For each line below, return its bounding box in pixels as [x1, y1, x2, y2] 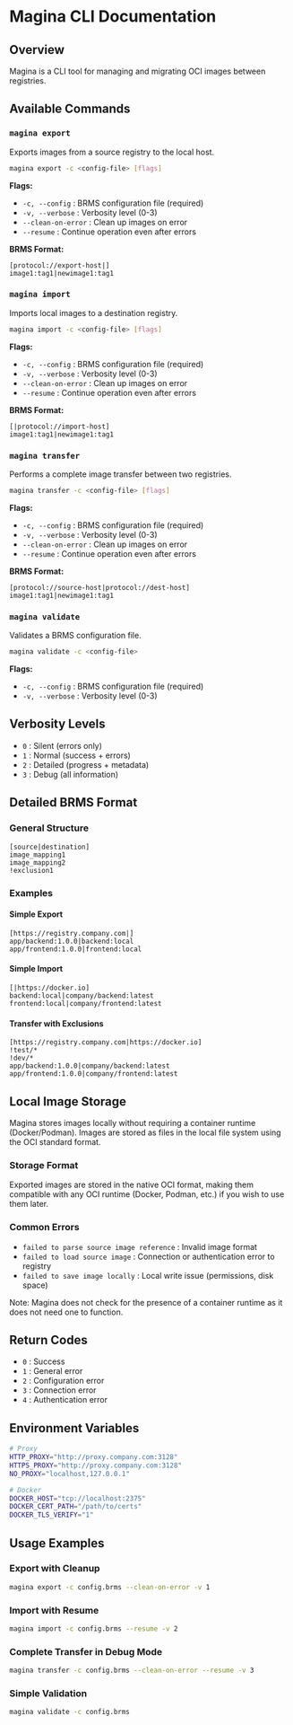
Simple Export [9, 909, 64, 920]
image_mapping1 [9, 850, 66, 859]
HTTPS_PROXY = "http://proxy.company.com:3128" [9, 1461, 182, 1470]
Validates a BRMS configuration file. [9, 630, 142, 641]
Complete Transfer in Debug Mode [9, 1645, 163, 1658]
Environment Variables [9, 1421, 140, 1436]
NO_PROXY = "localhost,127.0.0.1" [9, 1469, 130, 1478]
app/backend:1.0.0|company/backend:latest [9, 1061, 170, 1070]
